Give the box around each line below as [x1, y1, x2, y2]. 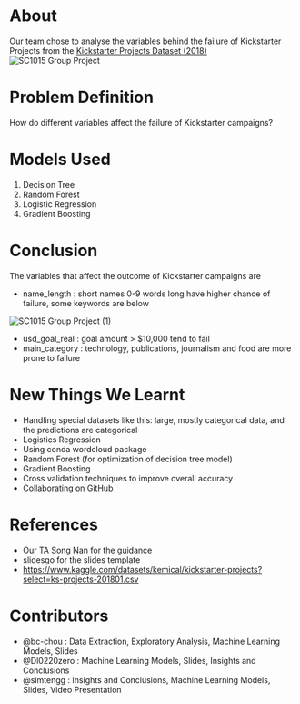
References [9, 514, 98, 534]
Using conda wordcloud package [22, 443, 147, 454]
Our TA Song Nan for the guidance [22, 544, 153, 555]
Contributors [9, 606, 109, 626]
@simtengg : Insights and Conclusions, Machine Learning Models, [22, 674, 271, 685]
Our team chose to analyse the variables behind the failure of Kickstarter [9, 36, 282, 47]
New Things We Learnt [9, 384, 185, 405]
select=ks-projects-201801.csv [22, 574, 139, 585]
